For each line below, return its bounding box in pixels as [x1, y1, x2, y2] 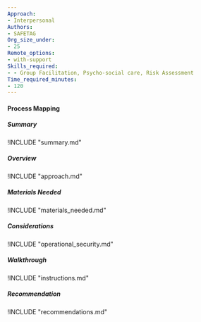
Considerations [7, 222, 54, 230]
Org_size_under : [7, 37, 55, 44]
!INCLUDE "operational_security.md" [7, 240, 114, 248]
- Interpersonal [7, 17, 55, 24]
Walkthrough [7, 256, 47, 264]
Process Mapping [7, 104, 60, 113]
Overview [7, 154, 37, 163]
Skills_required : [7, 63, 59, 70]
